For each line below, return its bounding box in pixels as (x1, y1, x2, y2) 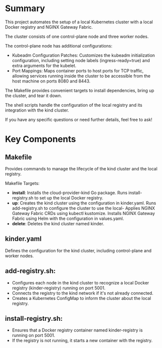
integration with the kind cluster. (5, 107, 69, 113)
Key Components (5, 134, 76, 145)
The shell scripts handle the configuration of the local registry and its (5, 102, 143, 108)
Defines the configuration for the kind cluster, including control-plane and (5, 248, 152, 253)
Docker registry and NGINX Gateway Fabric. (5, 24, 93, 30)
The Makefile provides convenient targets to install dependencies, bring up (5, 87, 155, 93)
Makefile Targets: (5, 180, 40, 186)
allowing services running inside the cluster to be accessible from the (12, 73, 151, 79)
